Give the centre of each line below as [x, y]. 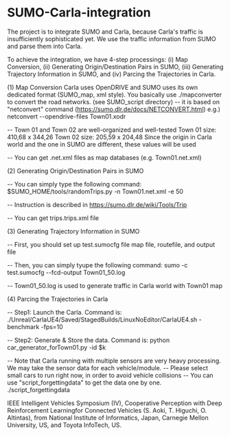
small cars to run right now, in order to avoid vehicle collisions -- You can [111, 375]
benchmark [23, 326]
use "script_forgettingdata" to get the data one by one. [84, 383]
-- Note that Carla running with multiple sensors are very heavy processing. [114, 361]
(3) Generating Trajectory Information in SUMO [73, 231]
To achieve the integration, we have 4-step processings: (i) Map [98, 59]
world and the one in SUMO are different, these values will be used [102, 144]
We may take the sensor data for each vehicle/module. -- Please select [107, 367]
